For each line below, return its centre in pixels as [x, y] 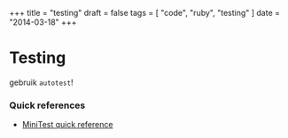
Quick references [47, 105]
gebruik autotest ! [41, 82]
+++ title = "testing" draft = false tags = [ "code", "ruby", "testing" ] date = [145, 13]
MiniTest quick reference [67, 125]
